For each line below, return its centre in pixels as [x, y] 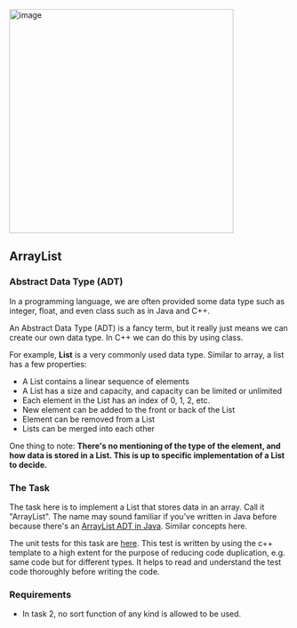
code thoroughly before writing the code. [84, 571]
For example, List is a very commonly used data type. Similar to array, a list [147, 354]
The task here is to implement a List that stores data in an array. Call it [137, 507]
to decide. [28, 464]
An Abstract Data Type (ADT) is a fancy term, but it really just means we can [149, 327]
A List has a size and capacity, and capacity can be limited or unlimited [152, 390]
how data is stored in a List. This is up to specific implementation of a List [147, 455]
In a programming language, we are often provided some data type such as [147, 301]
